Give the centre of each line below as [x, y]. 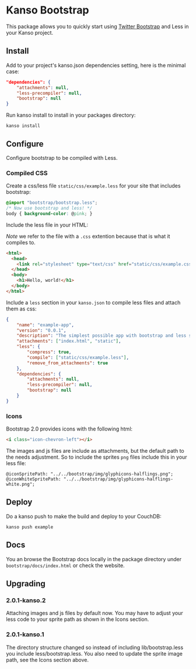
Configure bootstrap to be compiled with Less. [62, 158]
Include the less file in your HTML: [47, 225]
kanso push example [30, 527]
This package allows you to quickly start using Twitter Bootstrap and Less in [97, 26]
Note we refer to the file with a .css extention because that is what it [88, 236]
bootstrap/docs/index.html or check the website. [65, 565]
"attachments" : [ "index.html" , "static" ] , [69, 341]
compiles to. [21, 242]
